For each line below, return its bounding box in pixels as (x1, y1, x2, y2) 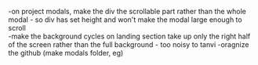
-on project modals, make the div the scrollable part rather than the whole (8, 7, 247, 16)
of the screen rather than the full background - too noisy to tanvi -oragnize (8, 40, 249, 49)
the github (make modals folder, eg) (8, 49, 124, 57)
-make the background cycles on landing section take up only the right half (8, 31, 251, 41)
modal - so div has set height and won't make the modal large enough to (8, 15, 242, 24)
